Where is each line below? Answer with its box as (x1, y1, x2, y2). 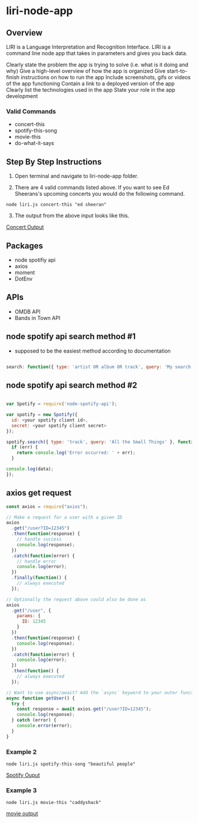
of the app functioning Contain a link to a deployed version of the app (6, 80, 175, 87)
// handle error (16, 558, 57, 564)
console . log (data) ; (6, 466, 54, 472)
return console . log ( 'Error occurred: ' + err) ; (16, 450, 136, 456)
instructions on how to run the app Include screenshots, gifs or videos (20, 74, 191, 80)
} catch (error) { (11, 717, 57, 723)
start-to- (167, 67, 187, 75)
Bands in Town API (14, 314, 61, 321)
